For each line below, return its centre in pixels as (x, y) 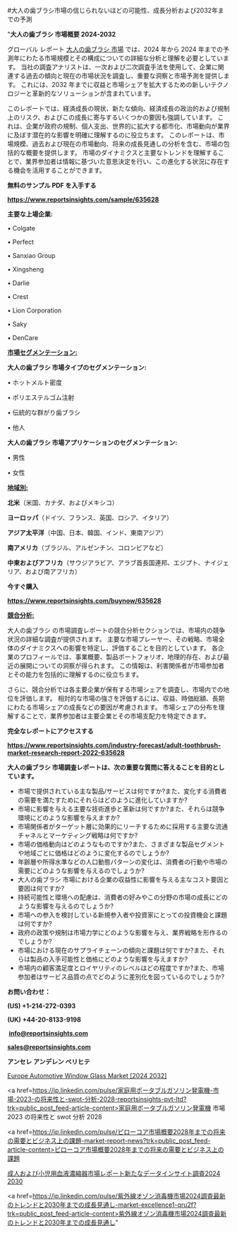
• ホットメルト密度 (35, 382)
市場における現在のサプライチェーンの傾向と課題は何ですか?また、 (115, 950)
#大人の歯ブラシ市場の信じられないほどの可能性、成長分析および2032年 (113, 10)
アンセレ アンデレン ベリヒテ (49, 1062)
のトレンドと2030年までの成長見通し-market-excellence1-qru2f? (102, 1205)
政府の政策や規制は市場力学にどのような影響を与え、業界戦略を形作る (120, 933)
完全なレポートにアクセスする (50, 731)
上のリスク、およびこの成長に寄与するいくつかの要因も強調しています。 (112, 117)
